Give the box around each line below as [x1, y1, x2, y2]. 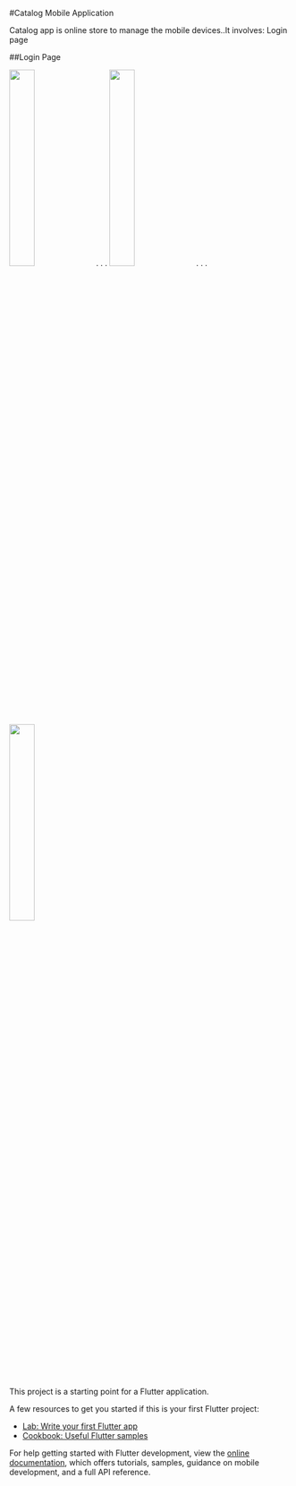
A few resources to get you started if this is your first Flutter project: [9, 1404, 259, 1413]
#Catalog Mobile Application [9, 8, 114, 18]
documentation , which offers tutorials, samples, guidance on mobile [9, 1457, 259, 1467]
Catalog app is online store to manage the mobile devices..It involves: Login [9, 25, 288, 35]
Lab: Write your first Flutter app [21, 1421, 139, 1431]
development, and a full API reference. [9, 1467, 151, 1477]
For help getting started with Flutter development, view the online [9, 1448, 250, 1458]
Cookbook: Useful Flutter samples [21, 1430, 148, 1440]
